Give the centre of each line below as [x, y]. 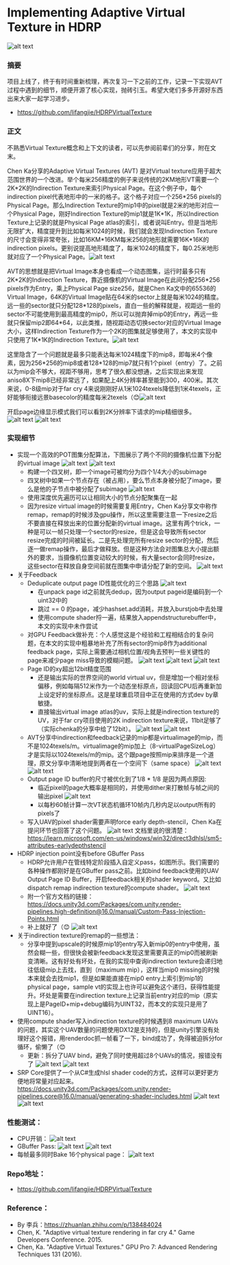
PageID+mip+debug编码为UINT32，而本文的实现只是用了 [127, 1004]
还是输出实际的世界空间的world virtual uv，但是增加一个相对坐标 [128, 677]
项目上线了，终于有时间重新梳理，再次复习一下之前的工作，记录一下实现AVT [115, 82]
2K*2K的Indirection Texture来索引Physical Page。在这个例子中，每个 [105, 188]
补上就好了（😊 [49, 926]
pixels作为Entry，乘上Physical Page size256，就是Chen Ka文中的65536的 [112, 288]
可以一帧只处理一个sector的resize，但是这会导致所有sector [123, 531]
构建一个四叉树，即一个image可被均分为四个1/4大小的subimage [117, 472]
